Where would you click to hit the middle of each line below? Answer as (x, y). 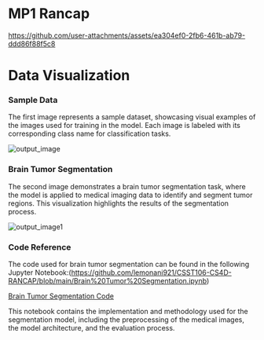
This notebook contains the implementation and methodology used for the (128, 312)
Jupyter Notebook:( (40, 272)
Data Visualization (69, 76)
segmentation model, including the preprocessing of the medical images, (126, 320)
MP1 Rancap (49, 14)
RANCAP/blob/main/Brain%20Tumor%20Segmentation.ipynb (107, 281)
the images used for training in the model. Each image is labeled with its (125, 126)
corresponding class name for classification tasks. (90, 133)
